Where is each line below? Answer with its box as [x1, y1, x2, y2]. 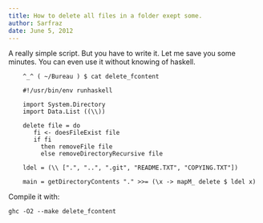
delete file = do [22, 122, 81, 130]
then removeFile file [40, 143, 113, 151]
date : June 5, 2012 [8, 26, 74, 34]
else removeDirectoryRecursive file [40, 150, 163, 158]
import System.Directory [22, 101, 106, 109]
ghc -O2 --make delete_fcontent [8, 208, 116, 216]
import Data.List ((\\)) [22, 107, 106, 116]
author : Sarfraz [8, 19, 63, 27]
